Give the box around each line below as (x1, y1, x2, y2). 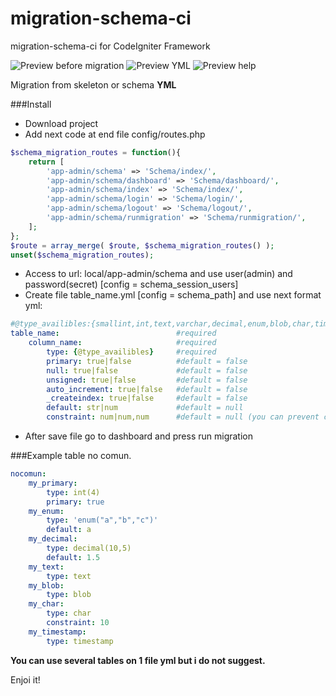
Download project (24, 117, 99, 129)
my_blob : (28, 580, 65, 591)
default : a (46, 525, 92, 535)
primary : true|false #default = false (46, 356, 248, 366)
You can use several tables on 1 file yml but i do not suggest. (10, 654, 266, 666)
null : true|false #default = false (46, 365, 248, 376)
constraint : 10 (46, 618, 110, 628)
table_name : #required (10, 328, 217, 339)
